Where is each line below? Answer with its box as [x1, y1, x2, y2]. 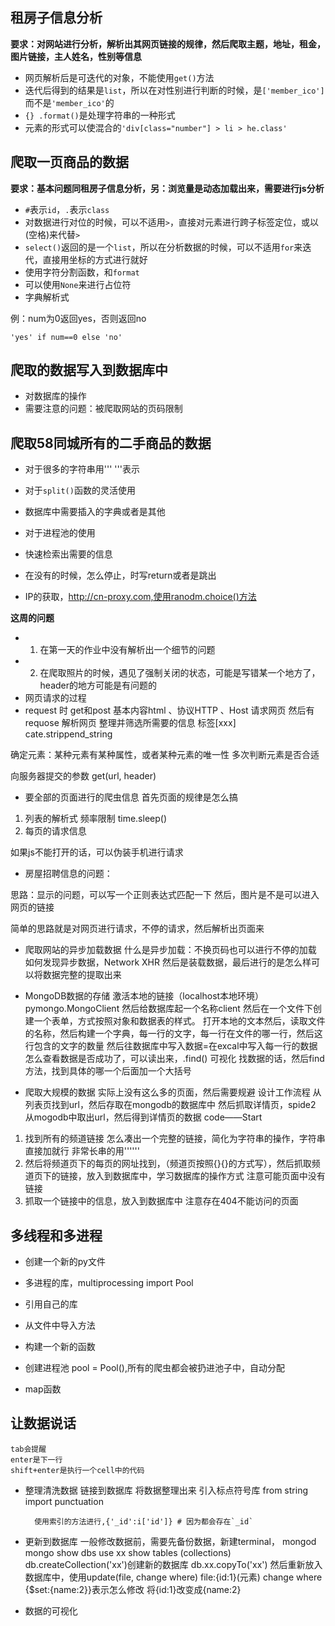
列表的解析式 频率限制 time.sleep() [24, 813, 167, 825]
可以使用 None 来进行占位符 [24, 278, 132, 290]
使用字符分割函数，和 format [24, 266, 140, 278]
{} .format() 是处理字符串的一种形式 [24, 109, 176, 121]
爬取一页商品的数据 [10, 154, 129, 171]
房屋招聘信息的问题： [24, 868, 113, 880]
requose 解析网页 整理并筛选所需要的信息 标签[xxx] [24, 717, 237, 729]
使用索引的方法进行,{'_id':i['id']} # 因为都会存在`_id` [34, 1516, 254, 1527]
